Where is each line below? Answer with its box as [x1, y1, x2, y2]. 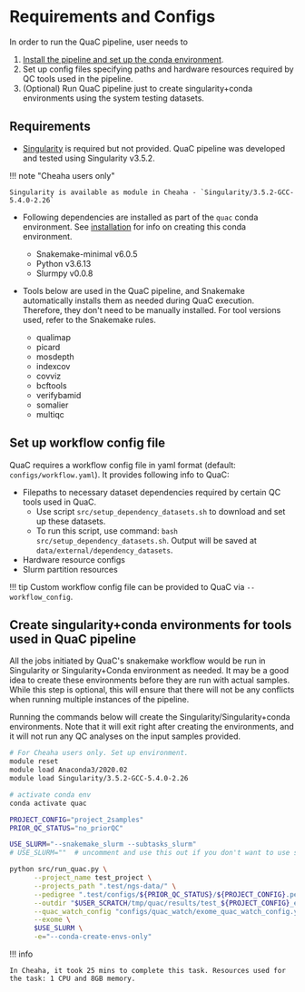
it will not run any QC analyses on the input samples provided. [9, 731, 241, 742]
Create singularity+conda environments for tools [9, 617, 292, 633]
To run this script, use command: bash [35, 525, 179, 536]
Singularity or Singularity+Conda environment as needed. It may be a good [9, 665, 290, 676]
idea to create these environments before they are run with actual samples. [9, 674, 290, 686]
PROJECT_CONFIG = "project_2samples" [9, 815, 144, 824]
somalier [35, 399, 69, 410]
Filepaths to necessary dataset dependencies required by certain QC [22, 486, 281, 497]
